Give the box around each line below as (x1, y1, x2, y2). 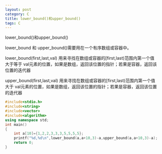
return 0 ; (14, 140, 34, 145)
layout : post (5, 7, 32, 12)
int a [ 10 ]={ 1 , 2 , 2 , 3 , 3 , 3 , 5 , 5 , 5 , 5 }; (14, 131, 84, 136)
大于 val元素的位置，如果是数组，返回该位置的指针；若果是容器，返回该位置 (5, 84, 157, 90)
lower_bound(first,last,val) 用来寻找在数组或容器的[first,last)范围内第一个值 (5, 55, 155, 61)
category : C (5, 12, 29, 17)
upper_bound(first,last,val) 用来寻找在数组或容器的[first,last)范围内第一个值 (5, 78, 156, 84)
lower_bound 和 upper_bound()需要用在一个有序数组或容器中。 (5, 45, 132, 51)
